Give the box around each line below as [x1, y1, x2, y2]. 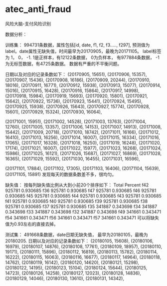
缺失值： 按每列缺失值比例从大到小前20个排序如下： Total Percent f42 [5, 181, 149, 188]
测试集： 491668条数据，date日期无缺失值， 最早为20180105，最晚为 [5, 231, 148, 237]
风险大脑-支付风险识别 [5, 20, 51, 26]
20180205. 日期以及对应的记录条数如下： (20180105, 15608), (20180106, [5, 237, 154, 243]
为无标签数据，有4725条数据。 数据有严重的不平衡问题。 [5, 60, 122, 66]
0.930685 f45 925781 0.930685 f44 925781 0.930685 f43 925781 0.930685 [5, 192, 162, 198]
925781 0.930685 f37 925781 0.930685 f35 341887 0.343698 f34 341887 [5, 203, 158, 209]
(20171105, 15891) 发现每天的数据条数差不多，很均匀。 [5, 171, 117, 177]
